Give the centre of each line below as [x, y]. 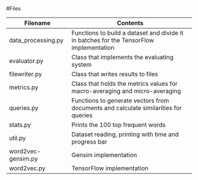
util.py [18, 138]
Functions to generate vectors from [120, 101]
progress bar [89, 142]
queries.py [24, 108]
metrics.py [24, 87]
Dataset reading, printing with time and [125, 134]
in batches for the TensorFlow [113, 40]
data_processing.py [36, 40]
